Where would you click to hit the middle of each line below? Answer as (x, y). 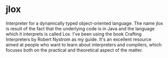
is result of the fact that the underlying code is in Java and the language (80, 28)
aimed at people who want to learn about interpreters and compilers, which (84, 44)
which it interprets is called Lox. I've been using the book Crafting (74, 34)
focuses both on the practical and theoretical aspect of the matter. (74, 50)
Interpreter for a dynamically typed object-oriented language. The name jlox (85, 23)
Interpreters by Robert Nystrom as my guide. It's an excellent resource (78, 39)
